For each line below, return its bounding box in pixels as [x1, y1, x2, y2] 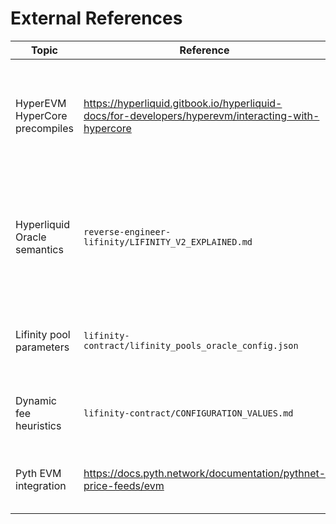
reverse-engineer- [83, 226, 172, 237]
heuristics [15, 418, 62, 432]
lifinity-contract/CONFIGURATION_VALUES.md [83, 407, 294, 419]
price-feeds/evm [83, 478, 165, 492]
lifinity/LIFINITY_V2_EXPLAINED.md [83, 236, 253, 247]
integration [15, 478, 67, 492]
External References [10, 7, 183, 30]
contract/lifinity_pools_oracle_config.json [83, 340, 299, 351]
